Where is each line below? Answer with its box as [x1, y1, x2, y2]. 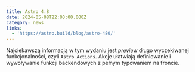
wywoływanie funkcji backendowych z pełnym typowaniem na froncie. [6, 60, 180, 67]
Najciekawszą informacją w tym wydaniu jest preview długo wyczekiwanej [6, 47, 189, 54]
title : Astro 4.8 [6, 8, 49, 15]
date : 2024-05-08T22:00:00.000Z [6, 14, 86, 20]
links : [6, 25, 23, 31]
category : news [6, 19, 44, 25]
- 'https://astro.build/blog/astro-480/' [11, 31, 116, 37]
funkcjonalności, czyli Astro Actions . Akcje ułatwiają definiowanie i [6, 53, 171, 60]
